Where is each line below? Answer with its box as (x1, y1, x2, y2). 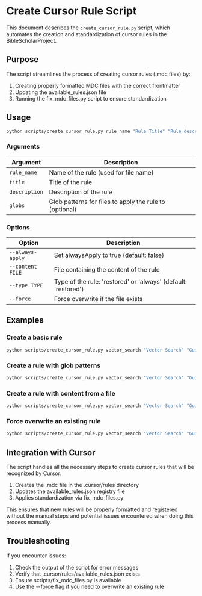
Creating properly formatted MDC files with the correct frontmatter (14, 82, 180, 89)
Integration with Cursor (6, 447, 96, 458)
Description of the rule (49, 188, 112, 196)
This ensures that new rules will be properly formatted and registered (6, 506, 178, 513)
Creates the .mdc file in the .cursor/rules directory (14, 481, 139, 488)
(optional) (49, 205, 77, 213)
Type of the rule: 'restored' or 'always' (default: (54, 278, 188, 286)
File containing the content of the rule (54, 265, 160, 274)
